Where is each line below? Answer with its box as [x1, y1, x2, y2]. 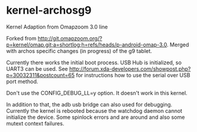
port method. [6, 78, 39, 85]
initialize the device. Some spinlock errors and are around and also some [6, 114, 185, 121]
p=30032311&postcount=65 [6, 71, 75, 78]
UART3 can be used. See [6, 65, 68, 72]
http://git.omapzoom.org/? [38, 34, 103, 42]
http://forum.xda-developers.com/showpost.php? [69, 65, 191, 72]
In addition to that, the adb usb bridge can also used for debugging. [6, 100, 173, 108]
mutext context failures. [6, 120, 64, 127]
